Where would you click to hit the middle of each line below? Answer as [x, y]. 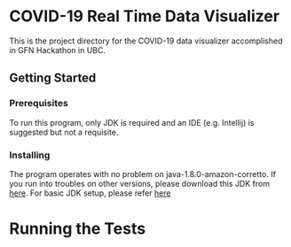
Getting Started [53, 78]
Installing [30, 155]
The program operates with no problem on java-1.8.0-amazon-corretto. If [143, 174]
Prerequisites [39, 104]
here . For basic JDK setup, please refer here [90, 193]
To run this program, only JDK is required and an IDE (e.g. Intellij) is [132, 122]
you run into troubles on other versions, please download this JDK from [140, 183]
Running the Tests [78, 229]
